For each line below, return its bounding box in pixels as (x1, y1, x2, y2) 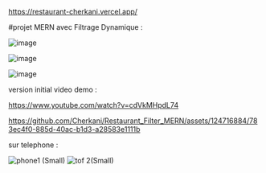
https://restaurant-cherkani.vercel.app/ (8, 7, 138, 16)
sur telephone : (8, 140, 59, 150)
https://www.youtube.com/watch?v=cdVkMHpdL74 (8, 101, 179, 109)
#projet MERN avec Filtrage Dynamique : (8, 23, 143, 31)
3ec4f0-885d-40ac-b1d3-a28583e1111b (8, 125, 141, 134)
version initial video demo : (8, 84, 98, 94)
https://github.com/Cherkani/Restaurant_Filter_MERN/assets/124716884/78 (8, 116, 258, 126)
